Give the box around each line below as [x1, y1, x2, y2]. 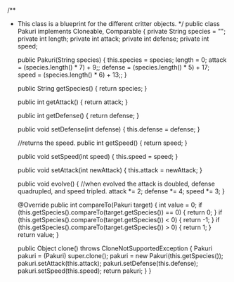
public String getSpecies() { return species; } [17, 84, 148, 92]
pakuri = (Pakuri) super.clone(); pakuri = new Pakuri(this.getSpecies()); [17, 252, 223, 259]
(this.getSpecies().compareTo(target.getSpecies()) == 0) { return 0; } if [17, 208, 223, 217]
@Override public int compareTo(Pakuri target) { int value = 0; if [17, 200, 202, 209]
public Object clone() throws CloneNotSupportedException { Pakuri [17, 244, 213, 252]
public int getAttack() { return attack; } [17, 98, 129, 106]
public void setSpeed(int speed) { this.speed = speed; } [17, 153, 178, 160]
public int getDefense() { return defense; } [17, 112, 139, 120]
